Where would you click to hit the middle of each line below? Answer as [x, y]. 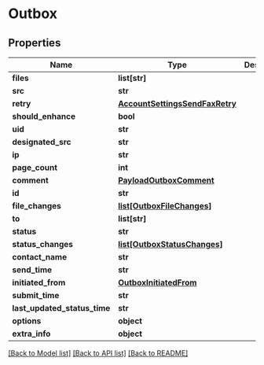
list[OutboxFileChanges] [165, 206]
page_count [35, 168]
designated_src [42, 142]
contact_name [40, 257]
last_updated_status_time [61, 308]
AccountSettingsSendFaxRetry [177, 103]
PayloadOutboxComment [166, 180]
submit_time [36, 295]
